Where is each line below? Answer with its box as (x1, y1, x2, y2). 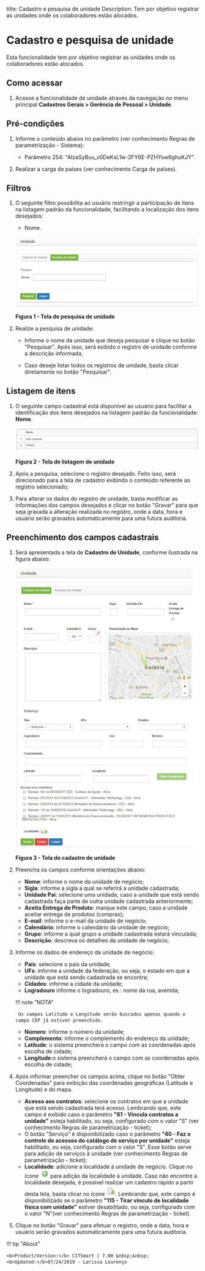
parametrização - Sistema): (15, 141, 84, 149)
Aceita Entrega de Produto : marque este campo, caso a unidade (24, 904, 188, 911)
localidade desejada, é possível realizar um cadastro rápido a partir (24, 1179, 194, 1186)
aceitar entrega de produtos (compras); (24, 911, 124, 918)
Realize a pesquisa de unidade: (15, 325, 94, 332)
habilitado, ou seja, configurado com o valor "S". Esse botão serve (24, 1143, 192, 1151)
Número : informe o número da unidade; (24, 1028, 125, 1036)
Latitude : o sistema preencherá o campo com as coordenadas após (24, 1041, 196, 1049)
